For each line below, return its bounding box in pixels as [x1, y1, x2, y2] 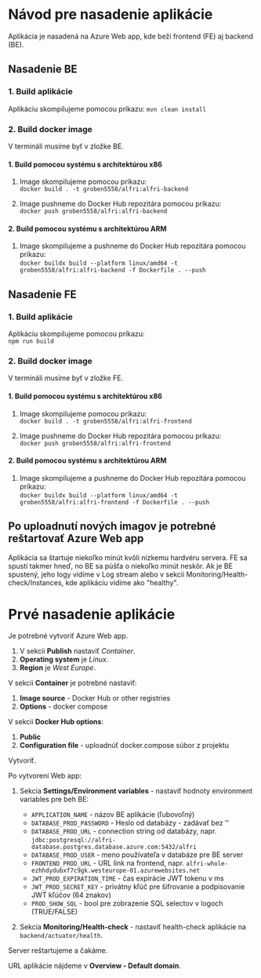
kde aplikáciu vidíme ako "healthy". [65, 577, 179, 587]
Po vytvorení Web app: [8, 771, 82, 781]
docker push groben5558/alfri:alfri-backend [19, 207, 168, 215]
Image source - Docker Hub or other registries [19, 694, 171, 703]
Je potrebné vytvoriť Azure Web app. [8, 631, 129, 641]
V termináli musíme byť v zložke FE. [8, 373, 124, 383]
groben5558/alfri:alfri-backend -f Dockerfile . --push [19, 266, 206, 274]
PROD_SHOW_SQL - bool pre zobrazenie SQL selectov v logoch [31, 899, 223, 908]
